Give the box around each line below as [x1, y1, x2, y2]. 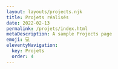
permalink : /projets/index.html [6, 25, 88, 32]
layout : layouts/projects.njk [6, 8, 83, 15]
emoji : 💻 [6, 37, 30, 43]
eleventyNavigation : [6, 43, 59, 49]
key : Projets [11, 48, 45, 54]
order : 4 [11, 53, 34, 59]
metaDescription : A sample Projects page [6, 31, 113, 37]
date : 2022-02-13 [6, 20, 50, 26]
